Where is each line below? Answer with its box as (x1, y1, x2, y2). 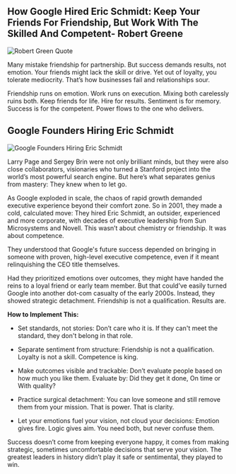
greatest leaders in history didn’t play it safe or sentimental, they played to (7, 453, 223, 461)
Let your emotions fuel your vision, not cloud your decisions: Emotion (17, 416, 220, 424)
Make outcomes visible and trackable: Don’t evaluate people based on (17, 366, 223, 375)
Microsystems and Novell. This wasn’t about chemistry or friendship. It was (7, 223, 227, 232)
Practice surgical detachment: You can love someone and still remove (17, 395, 221, 403)
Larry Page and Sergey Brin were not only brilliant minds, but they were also (7, 157, 229, 166)
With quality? (17, 381, 57, 390)
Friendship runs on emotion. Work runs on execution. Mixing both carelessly (7, 89, 230, 98)
